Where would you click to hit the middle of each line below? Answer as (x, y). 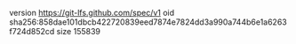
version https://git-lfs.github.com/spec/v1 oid (92, 13)
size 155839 (78, 31)
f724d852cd (32, 31)
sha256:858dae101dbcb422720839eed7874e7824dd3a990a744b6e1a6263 (148, 22)
